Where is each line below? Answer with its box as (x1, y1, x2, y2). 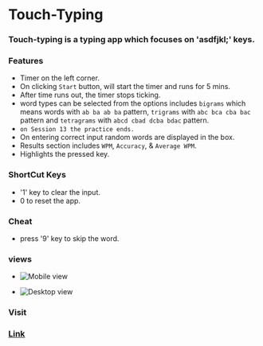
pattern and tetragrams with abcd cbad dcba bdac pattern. (19, 115, 210, 125)
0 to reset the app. (19, 196, 81, 205)
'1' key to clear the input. (19, 187, 101, 196)
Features (8, 56, 44, 67)
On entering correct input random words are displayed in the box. (19, 133, 235, 142)
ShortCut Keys (8, 169, 66, 181)
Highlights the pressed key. (19, 150, 110, 159)
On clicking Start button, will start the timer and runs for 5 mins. (19, 82, 231, 91)
